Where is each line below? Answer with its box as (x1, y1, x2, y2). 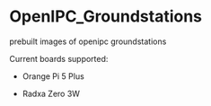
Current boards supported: (9, 53, 109, 64)
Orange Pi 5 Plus (22, 70, 85, 82)
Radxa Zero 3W (22, 88, 81, 99)
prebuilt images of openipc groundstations (9, 36, 167, 47)
